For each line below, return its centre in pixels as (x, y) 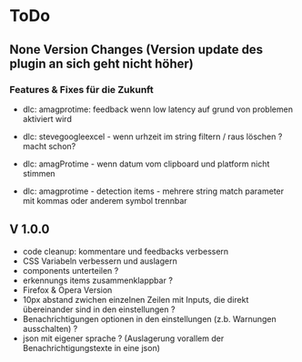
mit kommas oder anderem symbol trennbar (105, 200)
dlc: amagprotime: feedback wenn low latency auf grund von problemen (158, 109)
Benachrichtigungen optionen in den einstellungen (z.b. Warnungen (149, 318)
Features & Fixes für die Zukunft (81, 89)
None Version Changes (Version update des (136, 50)
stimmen (39, 173)
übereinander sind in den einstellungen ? (99, 309)
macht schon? (49, 146)
